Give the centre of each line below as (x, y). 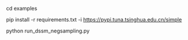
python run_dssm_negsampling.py (48, 31)
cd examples (22, 8)
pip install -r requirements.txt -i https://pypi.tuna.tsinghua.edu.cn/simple (94, 19)
